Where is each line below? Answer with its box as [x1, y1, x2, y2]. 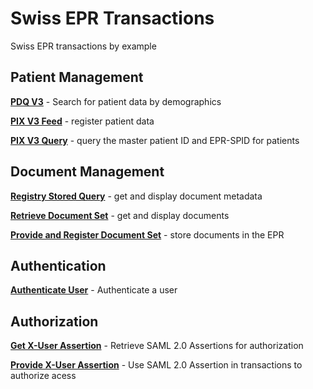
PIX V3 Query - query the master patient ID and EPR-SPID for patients [10, 134, 300, 146]
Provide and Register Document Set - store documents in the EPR [10, 228, 285, 241]
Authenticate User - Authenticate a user [10, 284, 178, 296]
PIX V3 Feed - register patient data [10, 115, 155, 127]
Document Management [10, 163, 165, 181]
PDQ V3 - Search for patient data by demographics [10, 95, 222, 107]
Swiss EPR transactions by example [10, 40, 157, 52]
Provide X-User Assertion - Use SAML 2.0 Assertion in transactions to [10, 359, 303, 371]
